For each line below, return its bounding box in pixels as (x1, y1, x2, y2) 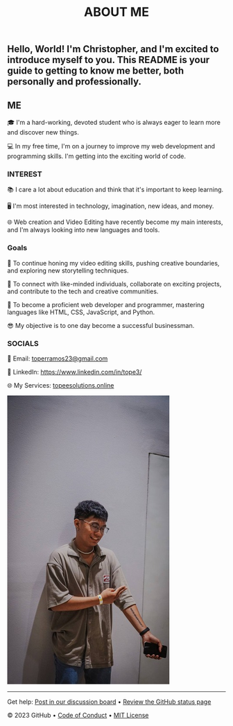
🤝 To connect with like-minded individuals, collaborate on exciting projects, (7, 279, 222, 288)
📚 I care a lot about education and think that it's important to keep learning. (7, 185, 224, 194)
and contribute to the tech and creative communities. (7, 287, 159, 295)
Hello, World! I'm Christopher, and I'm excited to (7, 43, 220, 55)
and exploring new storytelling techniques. (7, 266, 129, 275)
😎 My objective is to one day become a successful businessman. (7, 321, 195, 329)
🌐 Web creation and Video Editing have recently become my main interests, (7, 218, 223, 226)
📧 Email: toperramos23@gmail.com (7, 354, 108, 363)
